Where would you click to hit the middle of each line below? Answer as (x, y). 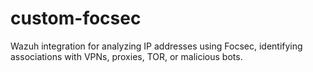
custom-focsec (76, 18)
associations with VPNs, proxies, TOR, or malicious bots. (126, 56)
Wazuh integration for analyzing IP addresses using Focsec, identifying (156, 46)
